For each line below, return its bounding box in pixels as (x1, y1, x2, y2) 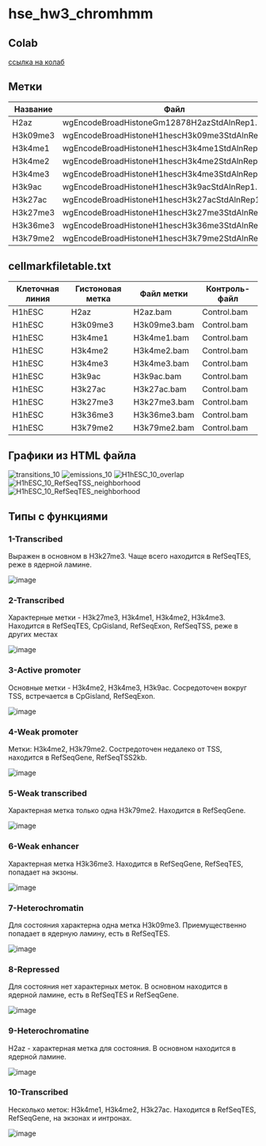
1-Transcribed (8, 533, 63, 545)
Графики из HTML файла (8, 449, 137, 463)
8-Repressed (8, 963, 60, 974)
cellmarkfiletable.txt (8, 260, 112, 273)
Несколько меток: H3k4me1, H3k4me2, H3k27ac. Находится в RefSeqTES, (8, 1105, 256, 1114)
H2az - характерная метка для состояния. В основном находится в (8, 1043, 236, 1053)
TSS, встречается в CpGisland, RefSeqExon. (8, 691, 156, 700)
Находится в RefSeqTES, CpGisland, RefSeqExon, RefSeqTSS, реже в (8, 621, 239, 631)
